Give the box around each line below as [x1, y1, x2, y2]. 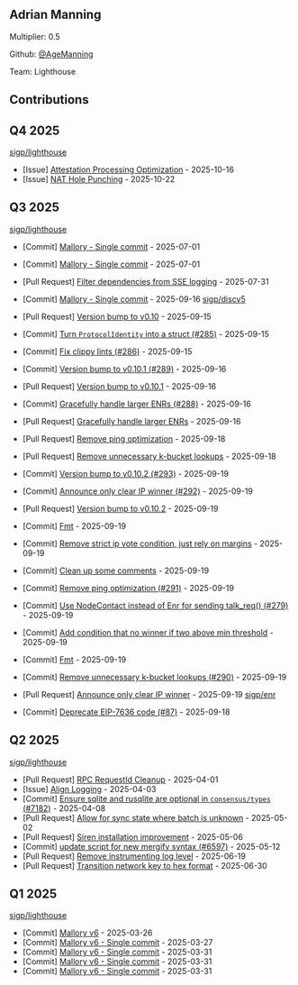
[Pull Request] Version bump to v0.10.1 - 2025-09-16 [22, 380, 217, 391]
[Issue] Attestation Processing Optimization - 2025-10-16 [22, 164, 234, 175]
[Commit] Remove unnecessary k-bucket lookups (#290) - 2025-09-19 [22, 671, 287, 682]
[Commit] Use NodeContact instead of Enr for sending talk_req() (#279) [22, 599, 289, 611]
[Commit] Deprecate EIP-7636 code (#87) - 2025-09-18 [22, 707, 230, 717]
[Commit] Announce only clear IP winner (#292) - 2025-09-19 [22, 486, 254, 497]
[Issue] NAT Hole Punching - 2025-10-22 [22, 174, 176, 185]
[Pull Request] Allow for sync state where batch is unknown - [22, 812, 249, 823]
